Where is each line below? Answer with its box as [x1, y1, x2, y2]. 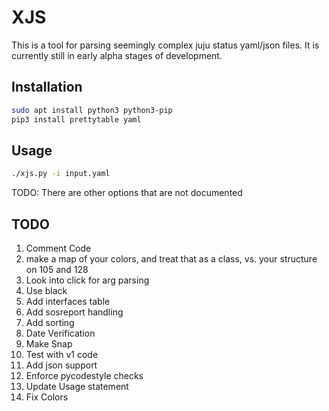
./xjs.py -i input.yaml [11, 169, 111, 179]
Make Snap [25, 338, 73, 350]
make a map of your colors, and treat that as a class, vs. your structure [25, 253, 318, 265]
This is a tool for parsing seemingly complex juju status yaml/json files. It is [11, 39, 320, 51]
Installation [11, 79, 83, 96]
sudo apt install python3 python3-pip [11, 105, 173, 115]
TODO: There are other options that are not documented [11, 187, 243, 199]
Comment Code [25, 242, 92, 254]
